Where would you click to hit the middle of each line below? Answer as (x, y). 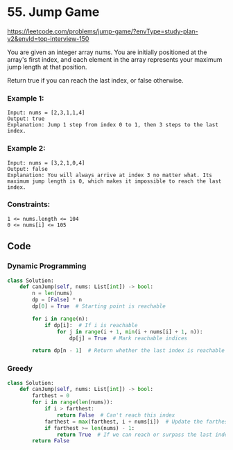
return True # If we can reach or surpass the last (135, 435)
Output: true (26, 119)
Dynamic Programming (47, 266)
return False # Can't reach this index (116, 415)
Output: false (28, 169)
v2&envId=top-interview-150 (48, 38)
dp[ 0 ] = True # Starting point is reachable (99, 306)
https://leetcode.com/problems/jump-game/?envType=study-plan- (103, 31)
